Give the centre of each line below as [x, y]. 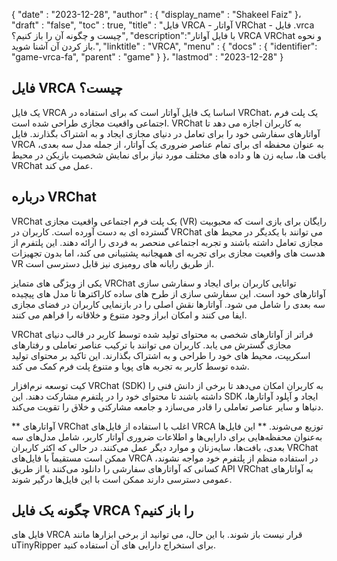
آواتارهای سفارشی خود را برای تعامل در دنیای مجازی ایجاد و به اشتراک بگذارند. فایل [166, 133]
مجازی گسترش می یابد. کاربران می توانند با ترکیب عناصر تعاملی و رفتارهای [151, 345]
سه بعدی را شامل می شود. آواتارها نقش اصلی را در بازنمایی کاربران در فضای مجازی [168, 304]
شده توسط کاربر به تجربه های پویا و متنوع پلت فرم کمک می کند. [130, 366]
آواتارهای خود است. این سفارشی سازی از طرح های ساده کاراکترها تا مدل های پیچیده [168, 293]
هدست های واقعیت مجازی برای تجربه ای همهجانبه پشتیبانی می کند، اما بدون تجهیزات [168, 253]
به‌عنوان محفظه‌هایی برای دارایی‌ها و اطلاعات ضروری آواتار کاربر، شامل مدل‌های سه [167, 436]
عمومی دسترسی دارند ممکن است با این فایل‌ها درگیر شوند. [122, 479]
